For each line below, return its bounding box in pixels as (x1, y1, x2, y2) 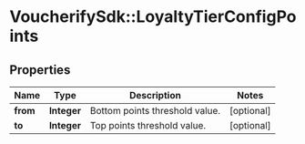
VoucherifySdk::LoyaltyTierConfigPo (9, 6, 297, 27)
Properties (9, 62, 71, 77)
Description (128, 89, 182, 101)
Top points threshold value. (89, 119, 207, 131)
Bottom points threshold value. (89, 105, 221, 117)
